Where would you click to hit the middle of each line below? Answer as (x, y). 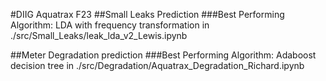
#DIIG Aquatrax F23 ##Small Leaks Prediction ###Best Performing (147, 14)
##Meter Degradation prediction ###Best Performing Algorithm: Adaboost (163, 55)
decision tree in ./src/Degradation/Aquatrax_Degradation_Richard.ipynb (157, 65)
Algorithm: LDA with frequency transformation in (110, 25)
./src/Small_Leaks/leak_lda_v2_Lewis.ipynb (99, 35)
